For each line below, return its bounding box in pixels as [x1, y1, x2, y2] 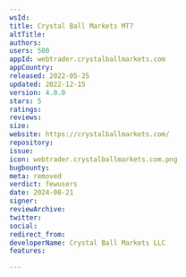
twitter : [9, 212, 42, 222]
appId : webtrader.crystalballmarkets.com [9, 55, 166, 64]
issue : [9, 146, 34, 155]
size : [9, 122, 30, 131]
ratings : [9, 105, 42, 114]
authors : [9, 38, 42, 48]
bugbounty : [9, 163, 50, 172]
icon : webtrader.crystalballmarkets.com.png [9, 154, 178, 164]
